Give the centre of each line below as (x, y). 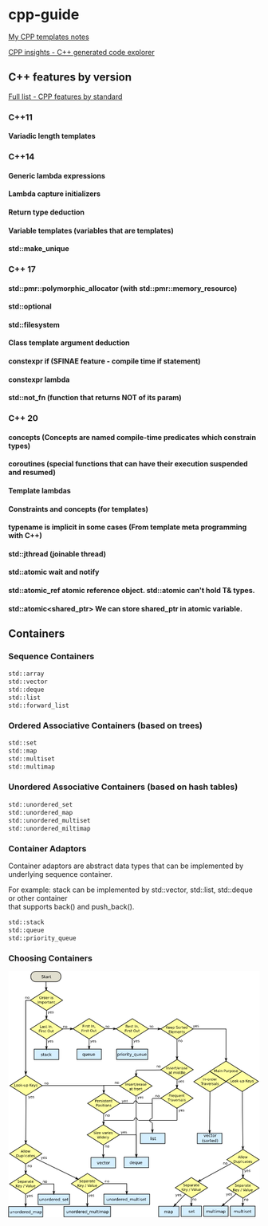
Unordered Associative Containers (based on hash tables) (123, 787)
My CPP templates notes (49, 37)
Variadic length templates (52, 136)
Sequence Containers (51, 656)
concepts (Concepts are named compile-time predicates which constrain (132, 437)
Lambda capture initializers (55, 194)
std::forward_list (39, 706)
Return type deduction (47, 212)
